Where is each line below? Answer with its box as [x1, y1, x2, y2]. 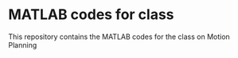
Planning [8, 40, 37, 49]
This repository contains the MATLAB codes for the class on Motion [8, 32, 231, 41]
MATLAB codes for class [8, 6, 174, 24]
